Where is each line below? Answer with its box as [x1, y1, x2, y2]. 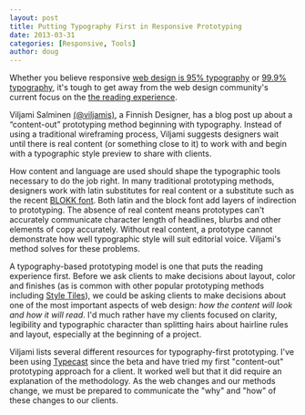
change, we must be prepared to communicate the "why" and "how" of [9, 385, 277, 397]
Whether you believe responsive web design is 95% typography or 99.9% [9, 72, 287, 83]
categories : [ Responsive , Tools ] [9, 38, 137, 48]
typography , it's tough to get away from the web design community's [9, 82, 269, 93]
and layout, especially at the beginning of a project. [9, 329, 202, 340]
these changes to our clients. [9, 395, 118, 406]
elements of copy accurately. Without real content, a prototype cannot [9, 224, 273, 235]
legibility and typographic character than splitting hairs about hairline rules [9, 319, 289, 330]
